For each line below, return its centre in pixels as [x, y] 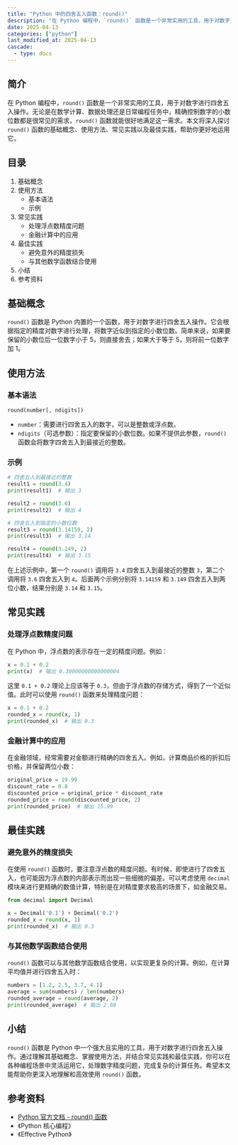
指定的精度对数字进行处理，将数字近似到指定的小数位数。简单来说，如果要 [122, 330]
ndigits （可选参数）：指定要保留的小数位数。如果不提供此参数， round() [122, 433]
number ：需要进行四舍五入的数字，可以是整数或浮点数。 [98, 424]
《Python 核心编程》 [46, 1126]
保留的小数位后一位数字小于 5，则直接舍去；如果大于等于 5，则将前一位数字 [118, 340]
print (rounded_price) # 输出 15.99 [60, 806]
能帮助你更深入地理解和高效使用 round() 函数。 [76, 1074]
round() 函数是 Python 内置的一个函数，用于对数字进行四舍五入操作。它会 [115, 322]
